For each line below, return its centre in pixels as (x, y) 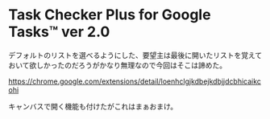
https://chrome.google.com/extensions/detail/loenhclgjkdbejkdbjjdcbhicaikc (135, 81)
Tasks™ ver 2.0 (59, 32)
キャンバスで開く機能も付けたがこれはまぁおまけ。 (93, 106)
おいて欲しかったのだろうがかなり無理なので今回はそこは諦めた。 (118, 65)
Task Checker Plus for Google (110, 15)
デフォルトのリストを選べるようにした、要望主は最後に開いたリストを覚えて (135, 55)
